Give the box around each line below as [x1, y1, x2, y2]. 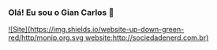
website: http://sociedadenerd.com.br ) [85, 33, 209, 42]
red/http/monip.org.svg [8, 33, 84, 42]
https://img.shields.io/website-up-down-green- [30, 25, 185, 34]
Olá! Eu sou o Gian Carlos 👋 [8, 7, 114, 18]
